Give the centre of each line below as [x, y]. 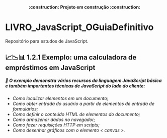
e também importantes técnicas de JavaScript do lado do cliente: [75, 85]
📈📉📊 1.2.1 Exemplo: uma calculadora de [71, 57]
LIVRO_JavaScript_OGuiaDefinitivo [79, 27]
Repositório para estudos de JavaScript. [47, 41]
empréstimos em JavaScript [50, 67]
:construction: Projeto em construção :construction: [85, 7]
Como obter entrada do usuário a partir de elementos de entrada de [83, 103]
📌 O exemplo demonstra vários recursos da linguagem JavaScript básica [83, 80]
